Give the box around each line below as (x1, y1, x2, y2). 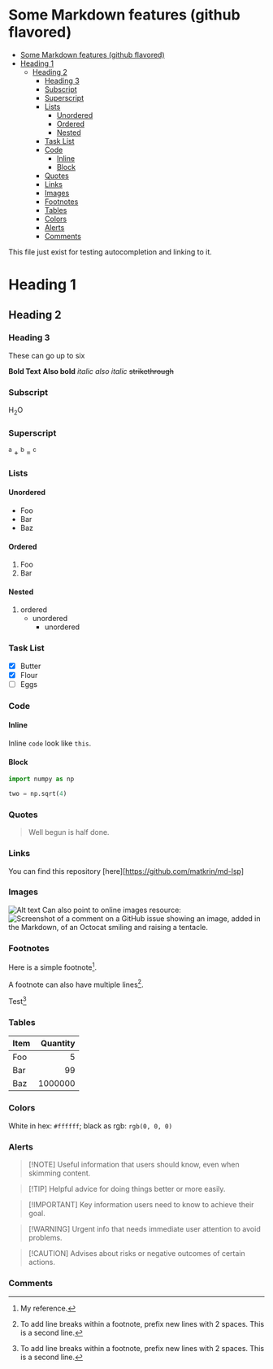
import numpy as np (8, 775, 75, 784)
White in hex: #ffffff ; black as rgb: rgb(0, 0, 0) (8, 1120, 173, 1131)
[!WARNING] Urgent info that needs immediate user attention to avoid (28, 1224, 262, 1233)
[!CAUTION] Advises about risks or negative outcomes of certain (28, 1249, 245, 1258)
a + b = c (8, 445, 37, 457)
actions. (28, 1258, 55, 1267)
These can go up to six (8, 350, 85, 360)
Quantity (40, 1038, 76, 1050)
